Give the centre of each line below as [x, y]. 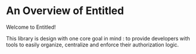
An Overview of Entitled [65, 11]
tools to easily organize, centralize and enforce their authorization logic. [92, 45]
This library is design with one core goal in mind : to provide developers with [98, 38]
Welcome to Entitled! [31, 27]
